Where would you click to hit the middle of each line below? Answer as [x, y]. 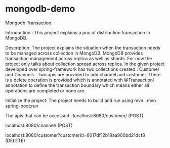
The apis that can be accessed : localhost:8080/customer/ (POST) [74, 115]
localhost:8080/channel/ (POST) [39, 125]
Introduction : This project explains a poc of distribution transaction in [78, 32]
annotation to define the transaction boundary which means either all [77, 85]
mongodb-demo [40, 9]
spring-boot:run [22, 106]
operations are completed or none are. [45, 90]
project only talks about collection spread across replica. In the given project [85, 64]
